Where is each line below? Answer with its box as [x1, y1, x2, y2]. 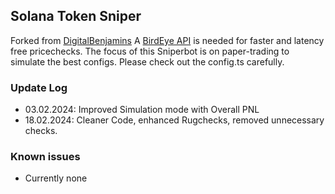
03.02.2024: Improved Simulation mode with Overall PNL [24, 104, 260, 116]
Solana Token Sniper [10, 8, 142, 25]
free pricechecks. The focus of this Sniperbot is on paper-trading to [10, 45, 290, 57]
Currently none [24, 172, 88, 184]
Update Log [10, 80, 68, 94]
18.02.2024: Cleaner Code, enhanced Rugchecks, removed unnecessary [24, 114, 325, 126]
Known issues [10, 150, 81, 164]
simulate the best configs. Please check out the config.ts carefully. [10, 55, 285, 68]
